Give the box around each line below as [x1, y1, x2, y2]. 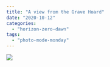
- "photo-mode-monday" [12, 37, 69, 43]
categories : [6, 20, 36, 26]
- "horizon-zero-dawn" [12, 26, 69, 32]
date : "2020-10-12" [6, 15, 56, 21]
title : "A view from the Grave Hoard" [6, 9, 105, 15]
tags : [6, 32, 20, 38]
